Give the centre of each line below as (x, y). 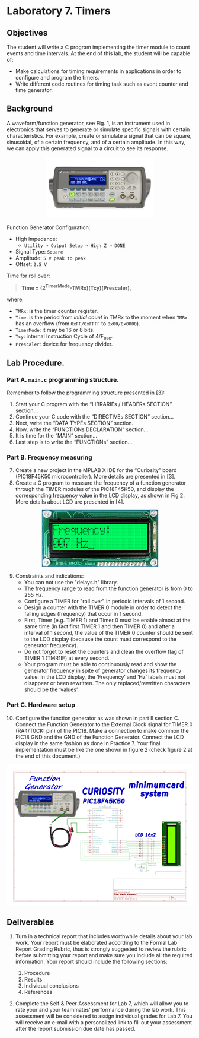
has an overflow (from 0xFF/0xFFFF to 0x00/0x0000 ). (78, 324)
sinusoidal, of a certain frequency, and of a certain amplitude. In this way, (96, 142)
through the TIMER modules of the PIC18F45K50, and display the (94, 489)
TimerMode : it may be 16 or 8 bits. (55, 330)
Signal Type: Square (39, 251)
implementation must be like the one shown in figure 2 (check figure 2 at (104, 749)
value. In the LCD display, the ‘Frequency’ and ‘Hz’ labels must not (105, 677)
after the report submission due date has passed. (75, 1028)
